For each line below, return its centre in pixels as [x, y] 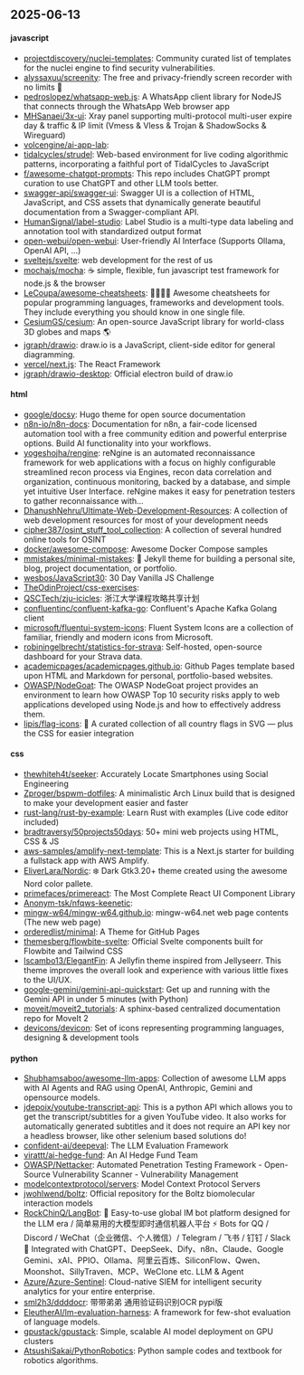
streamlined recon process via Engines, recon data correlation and [147, 472]
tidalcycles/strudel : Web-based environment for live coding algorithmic [156, 154]
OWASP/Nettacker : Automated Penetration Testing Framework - [143, 1165]
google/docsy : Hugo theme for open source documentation [134, 414]
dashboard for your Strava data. [83, 656]
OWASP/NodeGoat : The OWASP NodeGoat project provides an [141, 685]
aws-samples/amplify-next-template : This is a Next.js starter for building [159, 851]
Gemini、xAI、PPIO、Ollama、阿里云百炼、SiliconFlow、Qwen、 [144, 1260]
